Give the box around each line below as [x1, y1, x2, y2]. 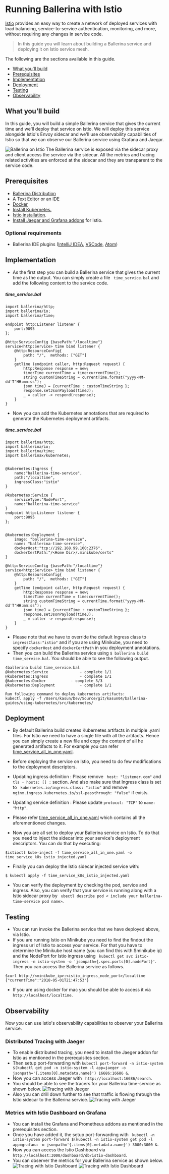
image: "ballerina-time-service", [14, 537, 87, 542]
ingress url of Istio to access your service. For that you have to [12, 942, 143, 949]
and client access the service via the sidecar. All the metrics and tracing [5, 151, 155, 157]
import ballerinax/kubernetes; [5, 453, 71, 458]
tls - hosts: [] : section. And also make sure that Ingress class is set [12, 779, 161, 785]
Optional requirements [5, 229, 62, 237]
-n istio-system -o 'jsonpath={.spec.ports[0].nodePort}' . [31, 958, 156, 964]
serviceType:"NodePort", [14, 497, 67, 502]
